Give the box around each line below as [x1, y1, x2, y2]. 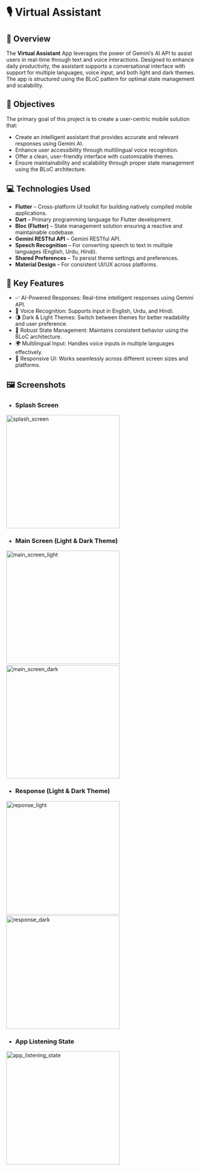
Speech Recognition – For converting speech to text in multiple [14, 241, 173, 248]
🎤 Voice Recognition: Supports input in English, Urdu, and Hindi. [14, 307, 174, 315]
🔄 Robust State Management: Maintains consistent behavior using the [14, 326, 188, 334]
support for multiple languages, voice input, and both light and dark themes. [6, 69, 196, 76]
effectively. [14, 349, 43, 356]
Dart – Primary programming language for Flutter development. [14, 216, 173, 223]
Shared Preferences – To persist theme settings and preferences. [14, 254, 179, 261]
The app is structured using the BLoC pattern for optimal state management [6, 76, 195, 82]
